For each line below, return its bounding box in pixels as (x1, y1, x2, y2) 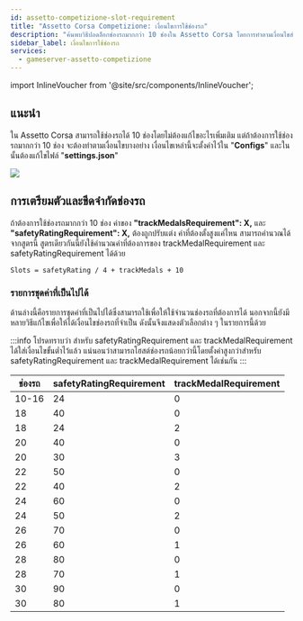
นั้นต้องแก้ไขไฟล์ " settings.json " (10, 149, 119, 160)
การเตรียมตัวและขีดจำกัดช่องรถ (10, 193, 146, 209)
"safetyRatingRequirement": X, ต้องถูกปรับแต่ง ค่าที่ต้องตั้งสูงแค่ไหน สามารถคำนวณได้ (10, 227, 291, 238)
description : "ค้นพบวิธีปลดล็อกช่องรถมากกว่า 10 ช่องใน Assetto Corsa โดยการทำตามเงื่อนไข (10, 30, 290, 39)
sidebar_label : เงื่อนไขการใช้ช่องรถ (10, 38, 120, 48)
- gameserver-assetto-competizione (18, 55, 152, 64)
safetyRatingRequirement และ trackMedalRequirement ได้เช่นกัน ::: (10, 355, 247, 365)
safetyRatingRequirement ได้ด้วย (10, 247, 126, 258)
